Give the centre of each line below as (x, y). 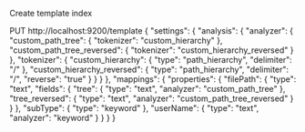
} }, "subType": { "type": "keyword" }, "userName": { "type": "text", (134, 108)
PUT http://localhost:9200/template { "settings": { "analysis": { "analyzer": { (152, 30)
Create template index (51, 13)
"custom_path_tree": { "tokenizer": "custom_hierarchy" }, (116, 41)
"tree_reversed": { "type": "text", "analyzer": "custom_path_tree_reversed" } (152, 98)
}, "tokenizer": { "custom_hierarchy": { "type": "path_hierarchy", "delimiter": (151, 60)
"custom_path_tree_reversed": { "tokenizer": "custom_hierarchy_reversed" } (152, 50)
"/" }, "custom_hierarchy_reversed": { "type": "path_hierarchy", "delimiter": (149, 69)
